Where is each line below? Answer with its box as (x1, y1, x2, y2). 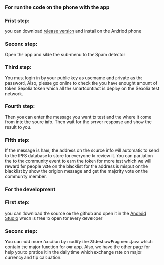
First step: (5, 199, 30, 206)
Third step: (5, 64, 32, 71)
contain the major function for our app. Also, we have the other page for (5, 244, 150, 250)
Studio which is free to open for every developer (5, 215, 103, 221)
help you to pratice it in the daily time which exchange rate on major (5, 249, 142, 255)
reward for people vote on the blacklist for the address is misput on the (5, 163, 148, 169)
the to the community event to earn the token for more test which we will (5, 158, 152, 164)
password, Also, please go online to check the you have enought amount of (5, 80, 158, 86)
